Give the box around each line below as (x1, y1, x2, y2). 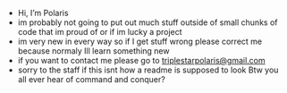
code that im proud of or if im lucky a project (17, 27, 182, 37)
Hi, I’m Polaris (17, 8, 69, 18)
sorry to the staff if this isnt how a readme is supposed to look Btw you (17, 64, 279, 75)
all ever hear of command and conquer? (17, 74, 165, 84)
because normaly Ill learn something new (17, 46, 170, 56)
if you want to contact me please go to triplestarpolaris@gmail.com (17, 55, 266, 65)
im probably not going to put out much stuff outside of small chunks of (17, 17, 278, 28)
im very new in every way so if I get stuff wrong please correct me (17, 36, 262, 46)
